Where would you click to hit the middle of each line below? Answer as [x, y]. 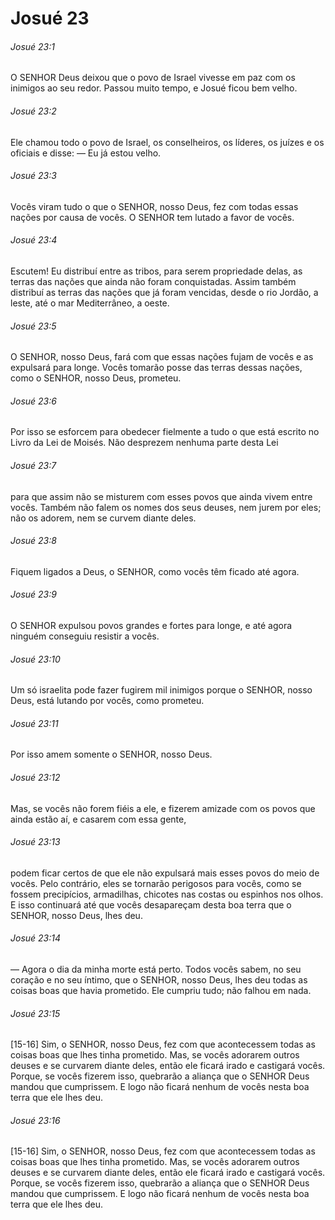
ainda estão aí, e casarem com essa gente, [98, 819]
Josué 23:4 [34, 240]
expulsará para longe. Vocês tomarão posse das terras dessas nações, [156, 368]
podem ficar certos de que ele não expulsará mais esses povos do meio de [165, 873]
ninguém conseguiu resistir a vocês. [85, 636]
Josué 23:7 [33, 465]
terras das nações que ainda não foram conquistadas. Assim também [153, 281]
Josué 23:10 [35, 659]
